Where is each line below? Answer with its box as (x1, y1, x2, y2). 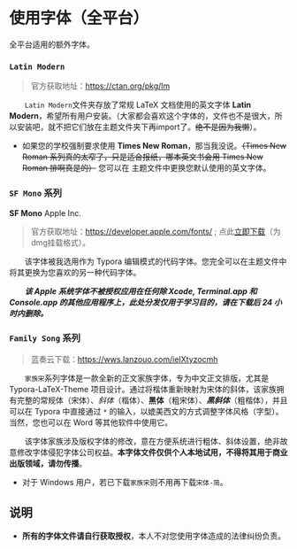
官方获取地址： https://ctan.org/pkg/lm (30, 81, 171, 91)
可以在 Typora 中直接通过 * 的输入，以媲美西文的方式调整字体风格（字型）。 (9, 406, 285, 416)
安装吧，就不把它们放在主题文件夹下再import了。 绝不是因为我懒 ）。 (16, 121, 262, 133)
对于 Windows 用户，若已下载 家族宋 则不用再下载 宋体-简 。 (21, 476, 228, 487)
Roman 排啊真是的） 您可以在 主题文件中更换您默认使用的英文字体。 (21, 163, 271, 174)
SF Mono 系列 (9, 187, 63, 199)
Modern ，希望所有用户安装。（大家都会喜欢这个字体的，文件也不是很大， (9, 111, 276, 121)
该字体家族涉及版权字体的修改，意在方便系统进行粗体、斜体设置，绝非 (24, 436, 280, 446)
